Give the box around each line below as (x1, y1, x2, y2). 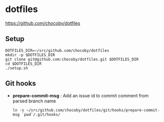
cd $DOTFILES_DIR (5, 61, 42, 66)
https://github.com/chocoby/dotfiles (5, 20, 81, 26)
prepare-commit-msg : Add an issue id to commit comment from (12, 92, 149, 98)
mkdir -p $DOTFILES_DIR (5, 52, 56, 57)
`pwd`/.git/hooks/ (22, 112, 61, 117)
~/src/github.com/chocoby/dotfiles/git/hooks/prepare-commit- (26, 107, 160, 112)
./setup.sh (5, 65, 28, 71)
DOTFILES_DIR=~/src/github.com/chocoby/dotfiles (5, 48, 110, 53)
